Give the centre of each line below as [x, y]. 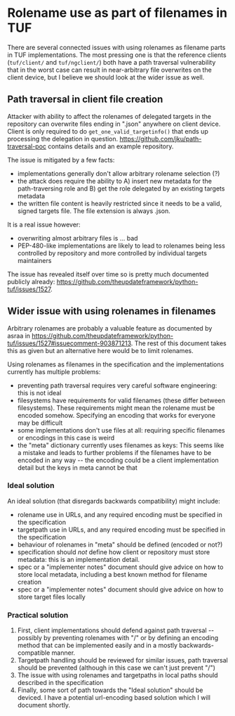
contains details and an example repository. [111, 146]
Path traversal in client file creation [85, 100]
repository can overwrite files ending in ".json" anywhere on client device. [114, 124]
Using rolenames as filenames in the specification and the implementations [116, 364]
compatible [34, 653]
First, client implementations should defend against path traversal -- [116, 630]
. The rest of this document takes [179, 343]
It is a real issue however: [44, 224]
